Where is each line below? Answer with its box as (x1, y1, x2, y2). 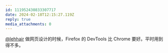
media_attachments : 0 (5, 21, 52, 27)
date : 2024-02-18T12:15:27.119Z (5, 12, 74, 17)
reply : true (5, 17, 31, 22)
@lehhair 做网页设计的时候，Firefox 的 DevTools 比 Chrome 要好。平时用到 (5, 36, 163, 42)
